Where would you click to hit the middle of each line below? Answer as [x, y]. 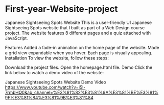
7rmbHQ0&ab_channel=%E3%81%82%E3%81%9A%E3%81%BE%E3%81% [82, 92]
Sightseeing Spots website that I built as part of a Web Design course [75, 27]
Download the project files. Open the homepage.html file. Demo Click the [79, 67]
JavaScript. [17, 38]
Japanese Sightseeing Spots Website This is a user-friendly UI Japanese [79, 22]
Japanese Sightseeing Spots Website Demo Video [56, 82]
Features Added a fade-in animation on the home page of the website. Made [82, 47]
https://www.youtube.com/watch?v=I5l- [45, 87]
